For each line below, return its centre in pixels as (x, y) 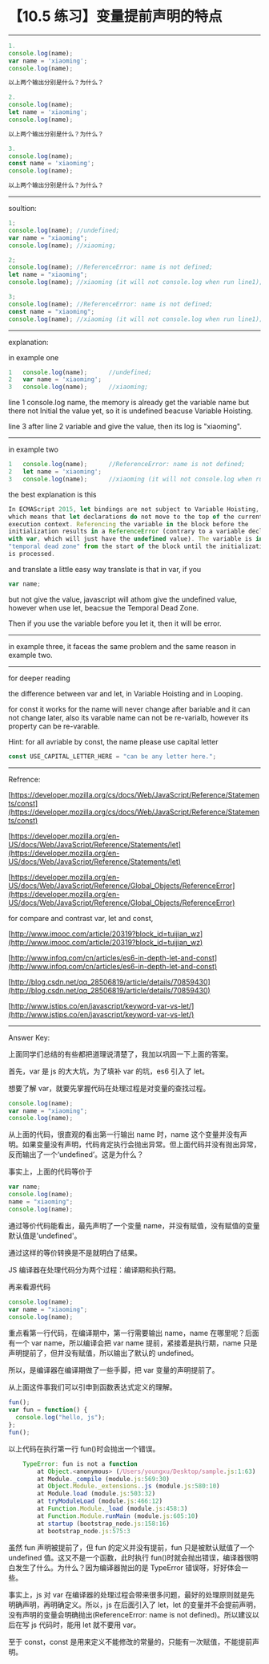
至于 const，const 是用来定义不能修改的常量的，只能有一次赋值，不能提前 (130, 1642)
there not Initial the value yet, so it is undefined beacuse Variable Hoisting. (131, 411)
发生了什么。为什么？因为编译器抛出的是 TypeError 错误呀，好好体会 (128, 1567)
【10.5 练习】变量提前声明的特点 (115, 16)
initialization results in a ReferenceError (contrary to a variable (127, 532)
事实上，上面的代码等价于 (50, 1171)
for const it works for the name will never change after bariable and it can (129, 709)
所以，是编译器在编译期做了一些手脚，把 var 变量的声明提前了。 (114, 1370)
